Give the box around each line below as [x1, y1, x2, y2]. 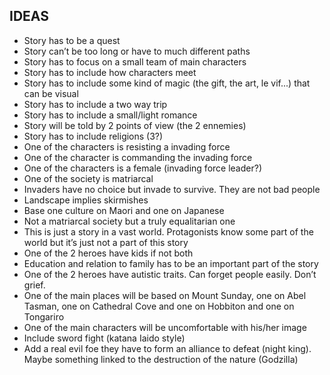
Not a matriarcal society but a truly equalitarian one [23, 215, 236, 227]
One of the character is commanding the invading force [23, 151, 253, 163]
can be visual [23, 87, 79, 99]
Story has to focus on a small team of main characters [23, 55, 247, 68]
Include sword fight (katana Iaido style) [23, 332, 186, 344]
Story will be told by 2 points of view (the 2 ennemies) [23, 119, 247, 131]
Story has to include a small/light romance [23, 109, 198, 121]
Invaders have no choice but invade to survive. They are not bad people [23, 183, 321, 195]
